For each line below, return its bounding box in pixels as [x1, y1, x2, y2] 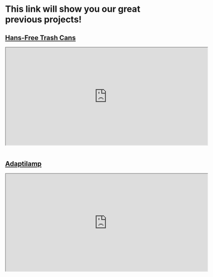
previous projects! [5, 14, 82, 25]
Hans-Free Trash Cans [5, 34, 76, 42]
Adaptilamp [5, 160, 42, 168]
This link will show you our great [5, 3, 141, 15]
